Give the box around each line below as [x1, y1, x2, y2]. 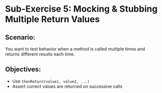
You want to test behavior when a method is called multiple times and [5, 46, 145, 52]
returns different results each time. [5, 51, 75, 57]
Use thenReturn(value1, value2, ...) [12, 78, 90, 84]
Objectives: [5, 65, 41, 74]
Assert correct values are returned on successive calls [12, 83, 122, 89]
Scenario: [5, 33, 36, 41]
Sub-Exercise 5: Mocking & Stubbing [5, 3, 158, 15]
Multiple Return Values [5, 14, 100, 25]
